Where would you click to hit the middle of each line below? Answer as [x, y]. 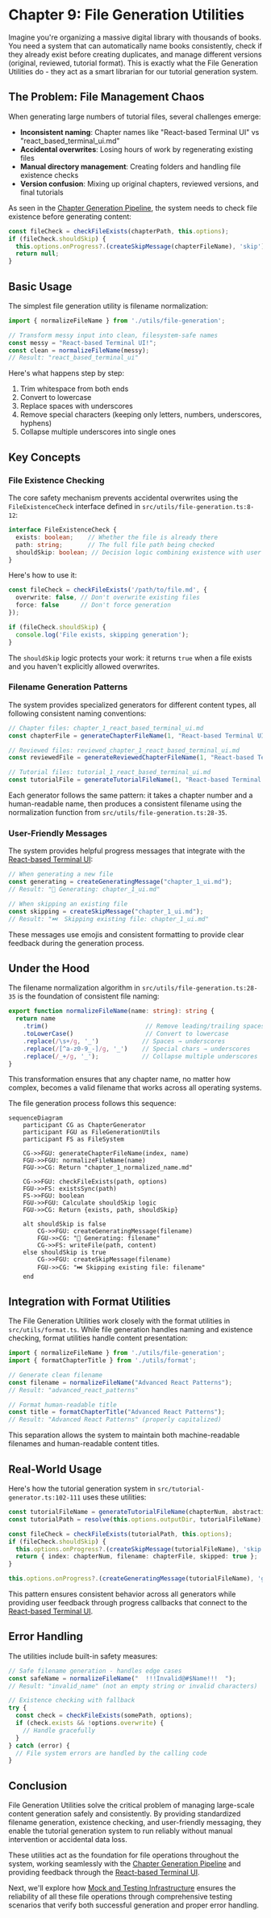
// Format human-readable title [63, 1405]
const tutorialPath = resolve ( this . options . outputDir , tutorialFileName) [135, 1519]
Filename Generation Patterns [68, 687]
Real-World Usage [55, 1469]
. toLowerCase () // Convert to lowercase [126, 1034]
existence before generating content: [70, 217]
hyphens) [36, 423]
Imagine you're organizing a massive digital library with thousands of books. [135, 37]
